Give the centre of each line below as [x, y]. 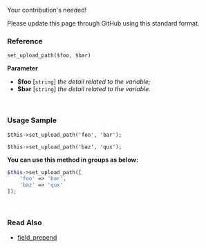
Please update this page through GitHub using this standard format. [103, 23]
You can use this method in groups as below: [73, 160]
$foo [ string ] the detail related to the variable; [84, 82]
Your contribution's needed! [47, 10]
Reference [25, 41]
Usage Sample [32, 120]
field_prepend [37, 238]
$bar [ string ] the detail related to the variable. [84, 89]
